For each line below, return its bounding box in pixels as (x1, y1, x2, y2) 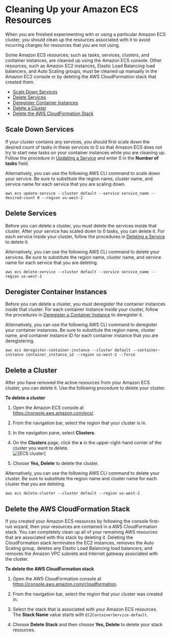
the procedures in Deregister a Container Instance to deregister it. (5, 312, 144, 318)
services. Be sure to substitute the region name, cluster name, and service (5, 254, 161, 260)
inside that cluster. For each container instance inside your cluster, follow (5, 306, 159, 312)
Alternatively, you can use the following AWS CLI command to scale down (5, 170, 160, 176)
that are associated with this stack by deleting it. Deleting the (5, 534, 133, 540)
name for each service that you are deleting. (5, 259, 98, 266)
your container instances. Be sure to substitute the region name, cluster (5, 327, 156, 333)
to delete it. (5, 239, 29, 245)
